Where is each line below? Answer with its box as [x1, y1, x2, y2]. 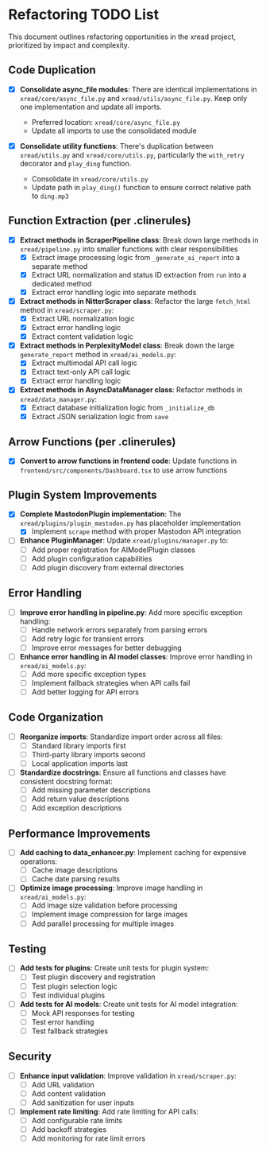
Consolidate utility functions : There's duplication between [19, 141, 214, 150]
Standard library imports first [31, 741, 126, 750]
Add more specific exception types [31, 669, 147, 679]
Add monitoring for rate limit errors [31, 1134, 145, 1143]
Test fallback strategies [31, 1026, 109, 1036]
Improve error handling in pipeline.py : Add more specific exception [19, 607, 243, 617]
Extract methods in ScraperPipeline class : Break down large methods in [19, 235, 259, 244]
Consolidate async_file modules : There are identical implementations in [19, 84, 257, 94]
